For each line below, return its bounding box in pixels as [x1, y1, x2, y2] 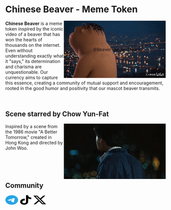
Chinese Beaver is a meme [5, 20, 63, 26]
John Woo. [5, 145, 28, 151]
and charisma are [5, 64, 42, 70]
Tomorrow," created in [5, 134, 52, 140]
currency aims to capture [5, 74, 59, 80]
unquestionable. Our [5, 69, 48, 75]
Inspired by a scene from [5, 123, 58, 129]
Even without [5, 47, 33, 53]
